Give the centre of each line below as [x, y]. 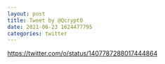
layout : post [26, 14]
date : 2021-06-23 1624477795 [50, 27]
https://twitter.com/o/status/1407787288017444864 [82, 53]
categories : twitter [38, 33]
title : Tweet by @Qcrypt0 [45, 20]
